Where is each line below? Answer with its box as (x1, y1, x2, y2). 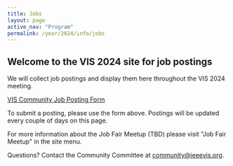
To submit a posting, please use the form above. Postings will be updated (7, 109, 220, 118)
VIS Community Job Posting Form (7, 95, 105, 104)
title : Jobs (7, 10, 42, 18)
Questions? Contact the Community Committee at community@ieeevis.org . (7, 151, 225, 160)
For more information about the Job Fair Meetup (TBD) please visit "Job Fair (7, 130, 227, 139)
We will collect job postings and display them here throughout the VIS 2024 (7, 74, 226, 83)
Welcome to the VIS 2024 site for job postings (7, 55, 213, 67)
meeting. (7, 82, 33, 90)
